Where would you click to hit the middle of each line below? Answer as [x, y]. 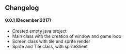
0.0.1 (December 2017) [28, 20]
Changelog [22, 8]
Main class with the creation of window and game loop [67, 36]
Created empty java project [39, 31]
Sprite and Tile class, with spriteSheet [50, 46]
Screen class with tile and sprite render [51, 41]
